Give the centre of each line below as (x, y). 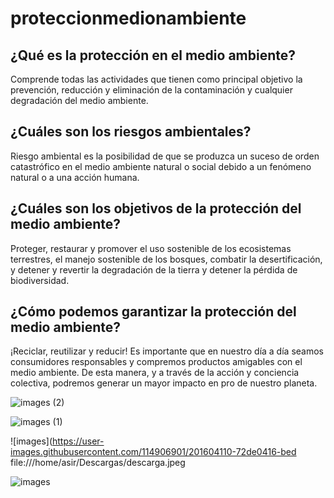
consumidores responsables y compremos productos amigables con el (156, 362)
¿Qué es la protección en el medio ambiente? (153, 55)
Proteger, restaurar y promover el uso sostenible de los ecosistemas (151, 248)
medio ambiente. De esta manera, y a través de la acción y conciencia (155, 373)
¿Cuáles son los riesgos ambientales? (131, 132)
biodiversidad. (40, 280)
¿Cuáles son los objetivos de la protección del (156, 208)
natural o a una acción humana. (75, 177)
